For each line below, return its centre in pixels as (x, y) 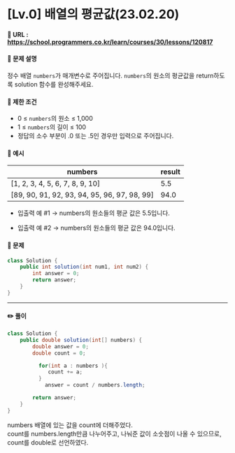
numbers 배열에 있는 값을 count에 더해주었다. (70, 425)
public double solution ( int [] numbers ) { (81, 340)
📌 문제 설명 (22, 59)
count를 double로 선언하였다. (48, 442)
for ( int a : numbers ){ (73, 366)
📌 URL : (18, 34)
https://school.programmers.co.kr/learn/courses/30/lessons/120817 (110, 42)
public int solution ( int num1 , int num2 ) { (84, 267)
